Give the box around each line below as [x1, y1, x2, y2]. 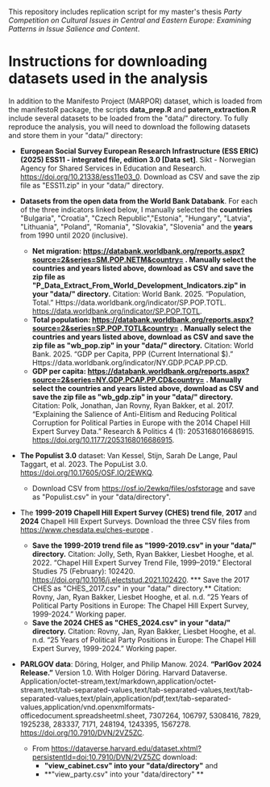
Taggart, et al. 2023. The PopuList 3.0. [19, 459, 148, 469]
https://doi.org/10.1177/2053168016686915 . [31, 435, 175, 444]
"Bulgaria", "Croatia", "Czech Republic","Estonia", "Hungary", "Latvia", [19, 213, 252, 223]
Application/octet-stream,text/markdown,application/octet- [19, 676, 217, 686]
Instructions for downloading [8, 53, 208, 71]
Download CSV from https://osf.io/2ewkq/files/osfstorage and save [31, 483, 255, 493]
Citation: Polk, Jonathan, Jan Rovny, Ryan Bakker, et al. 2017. [31, 400, 234, 410]
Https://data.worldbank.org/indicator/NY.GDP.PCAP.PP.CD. [31, 357, 228, 367]
